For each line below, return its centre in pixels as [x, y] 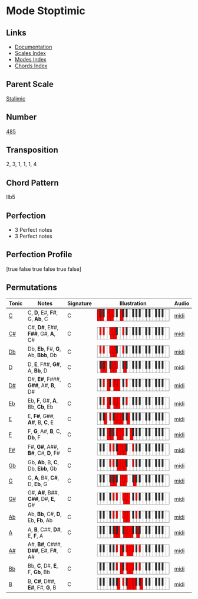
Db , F [34, 438]
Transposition [32, 150]
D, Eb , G [37, 484]
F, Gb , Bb [39, 572]
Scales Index [30, 53]
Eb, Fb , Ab [40, 520]
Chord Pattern [32, 182]
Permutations [32, 288]
